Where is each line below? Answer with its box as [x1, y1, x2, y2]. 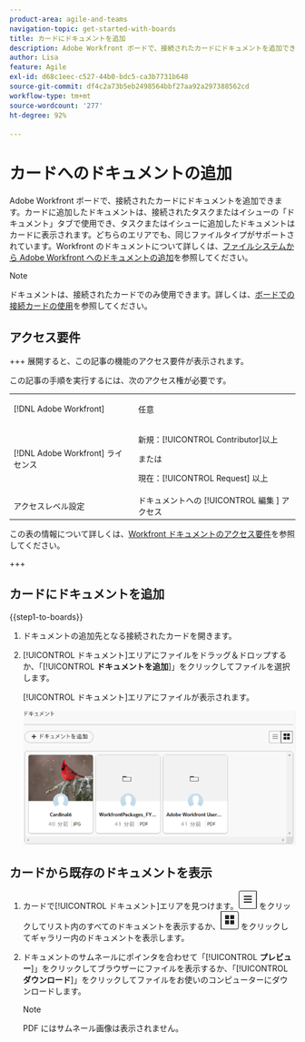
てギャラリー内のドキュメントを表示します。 [22, 933, 190, 944]
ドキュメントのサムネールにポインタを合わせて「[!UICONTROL [22, 952, 258, 963]
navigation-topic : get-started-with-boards [9, 24, 177, 34]
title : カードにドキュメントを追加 [9, 34, 126, 43]
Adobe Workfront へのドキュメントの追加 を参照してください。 [19, 252, 253, 263]
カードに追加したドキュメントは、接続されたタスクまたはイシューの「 [24, 207, 288, 218]
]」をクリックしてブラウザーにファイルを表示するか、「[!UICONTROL [30, 963, 289, 974]
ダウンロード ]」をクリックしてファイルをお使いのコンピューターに [22, 975, 272, 986]
